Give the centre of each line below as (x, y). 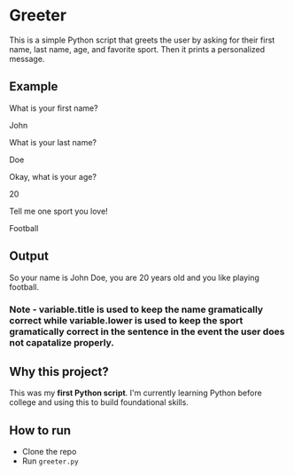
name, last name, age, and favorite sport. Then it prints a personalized (137, 49)
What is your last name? (53, 142)
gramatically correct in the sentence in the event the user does (147, 331)
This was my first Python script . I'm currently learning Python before (136, 393)
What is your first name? (54, 108)
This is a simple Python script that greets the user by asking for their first (142, 40)
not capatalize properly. (62, 343)
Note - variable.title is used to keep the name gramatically (136, 309)
